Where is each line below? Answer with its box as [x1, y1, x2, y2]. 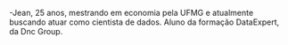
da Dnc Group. [9, 26, 63, 36]
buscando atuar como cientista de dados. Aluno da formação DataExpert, [9, 17, 280, 27]
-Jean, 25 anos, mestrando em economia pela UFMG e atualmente [9, 8, 254, 18]
